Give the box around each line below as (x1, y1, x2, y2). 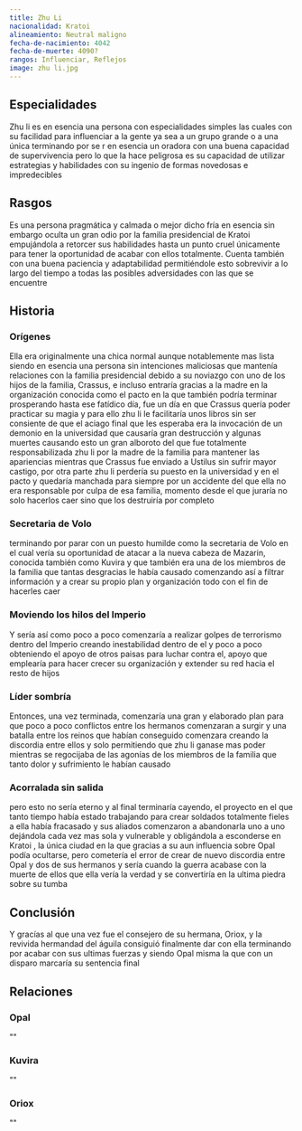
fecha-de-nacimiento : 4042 (9, 38, 111, 48)
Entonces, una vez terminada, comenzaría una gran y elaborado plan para (9, 711, 284, 721)
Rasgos (9, 195, 52, 211)
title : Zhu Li (9, 13, 63, 23)
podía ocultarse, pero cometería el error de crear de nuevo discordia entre (9, 850, 286, 861)
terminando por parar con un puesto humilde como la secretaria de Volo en (9, 538, 288, 549)
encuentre (9, 277, 48, 287)
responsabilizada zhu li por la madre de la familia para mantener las (9, 447, 260, 457)
